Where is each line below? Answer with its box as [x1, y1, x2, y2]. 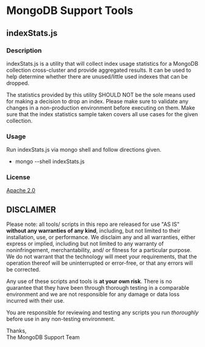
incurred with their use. [6, 297, 65, 304]
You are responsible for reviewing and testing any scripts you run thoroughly [6, 309, 199, 317]
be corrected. [6, 266, 41, 273]
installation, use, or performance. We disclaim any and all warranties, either [6, 234, 196, 241]
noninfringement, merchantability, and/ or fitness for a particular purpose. [6, 247, 192, 254]
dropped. [6, 79, 29, 86]
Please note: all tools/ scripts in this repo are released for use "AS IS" [6, 220, 180, 228]
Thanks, [6, 327, 27, 335]
